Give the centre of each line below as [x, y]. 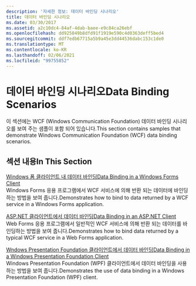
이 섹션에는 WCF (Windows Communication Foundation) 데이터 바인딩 [89, 122]
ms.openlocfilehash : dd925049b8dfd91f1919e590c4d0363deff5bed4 [85, 33]
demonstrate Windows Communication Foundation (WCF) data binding [92, 135]
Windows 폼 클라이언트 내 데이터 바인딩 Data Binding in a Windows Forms [92, 177]
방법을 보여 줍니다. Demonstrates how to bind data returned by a [102, 231]
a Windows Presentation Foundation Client [58, 257]
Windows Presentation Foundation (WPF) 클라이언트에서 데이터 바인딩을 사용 [97, 263]
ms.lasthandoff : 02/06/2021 [40, 55]
